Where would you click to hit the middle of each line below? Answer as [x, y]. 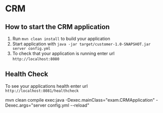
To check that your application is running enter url [63, 53]
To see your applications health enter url [46, 86]
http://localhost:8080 [36, 59]
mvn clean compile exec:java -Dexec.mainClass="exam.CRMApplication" [80, 100]
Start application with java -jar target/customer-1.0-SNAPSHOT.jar [81, 44]
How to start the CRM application [58, 27]
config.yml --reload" [68, 105]
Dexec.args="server [26, 105]
